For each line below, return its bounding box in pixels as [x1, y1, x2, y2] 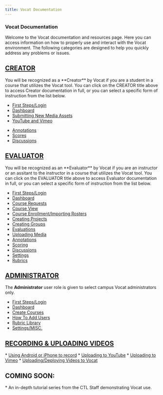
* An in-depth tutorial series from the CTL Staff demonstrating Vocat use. [5, 384, 152, 390]
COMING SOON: [5, 372, 55, 380]
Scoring [12, 241, 28, 247]
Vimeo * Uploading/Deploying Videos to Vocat [5, 357, 98, 363]
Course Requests [12, 200, 47, 206]
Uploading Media [12, 231, 47, 237]
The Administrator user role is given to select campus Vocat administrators [5, 285, 157, 290]
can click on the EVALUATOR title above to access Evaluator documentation [5, 175, 157, 181]
